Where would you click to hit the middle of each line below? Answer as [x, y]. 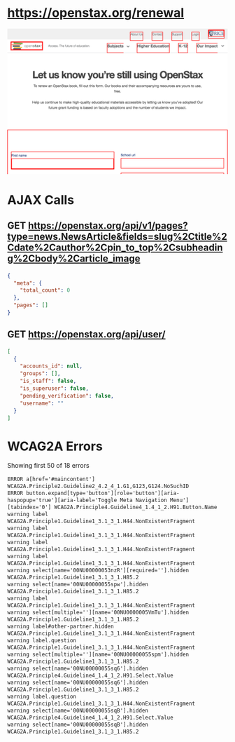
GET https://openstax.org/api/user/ [86, 335]
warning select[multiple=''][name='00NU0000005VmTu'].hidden [98, 613]
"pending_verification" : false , [67, 396]
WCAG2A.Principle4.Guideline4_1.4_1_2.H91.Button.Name [136, 507]
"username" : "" [42, 403]
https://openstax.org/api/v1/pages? [108, 226]
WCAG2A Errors [55, 446]
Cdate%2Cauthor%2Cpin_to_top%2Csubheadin [115, 248]
